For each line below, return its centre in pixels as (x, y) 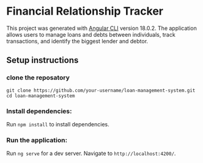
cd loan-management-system (41, 96)
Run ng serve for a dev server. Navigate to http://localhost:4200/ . (91, 153)
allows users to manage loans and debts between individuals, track (91, 34)
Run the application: (37, 140)
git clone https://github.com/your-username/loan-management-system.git (101, 90)
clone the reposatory (38, 78)
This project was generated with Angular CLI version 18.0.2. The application (102, 28)
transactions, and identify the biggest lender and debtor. (77, 41)
